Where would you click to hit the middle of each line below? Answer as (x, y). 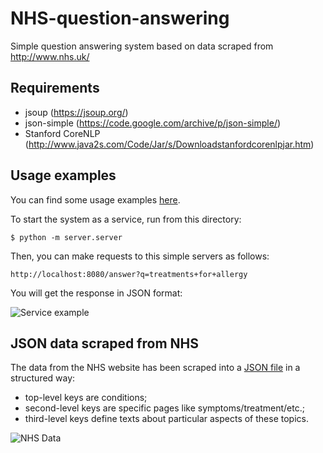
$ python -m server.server (66, 237)
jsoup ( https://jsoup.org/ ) (76, 112)
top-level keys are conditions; (86, 398)
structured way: (43, 378)
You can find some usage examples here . (95, 199)
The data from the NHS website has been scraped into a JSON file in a (155, 368)
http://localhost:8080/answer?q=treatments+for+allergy (129, 274)
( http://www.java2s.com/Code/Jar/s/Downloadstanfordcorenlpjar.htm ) (169, 144)
